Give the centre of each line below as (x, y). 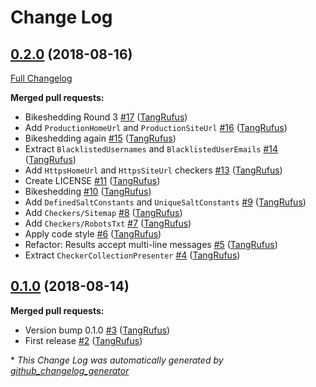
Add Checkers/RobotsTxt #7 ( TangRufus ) (108, 223)
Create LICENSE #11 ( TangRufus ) (92, 180)
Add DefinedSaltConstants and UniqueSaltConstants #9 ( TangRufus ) (165, 202)
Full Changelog (41, 78)
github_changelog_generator (70, 370)
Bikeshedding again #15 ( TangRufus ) (100, 138)
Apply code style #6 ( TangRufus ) (93, 234)
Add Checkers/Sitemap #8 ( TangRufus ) (103, 212)
